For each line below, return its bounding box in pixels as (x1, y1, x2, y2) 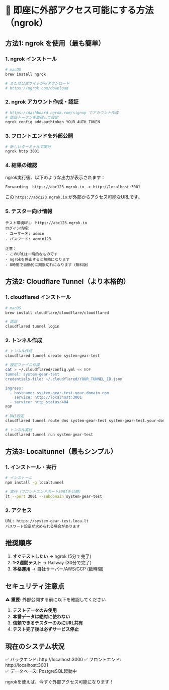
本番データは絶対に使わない (12, 613, 70, 619)
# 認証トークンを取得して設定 (5, 115, 59, 120)
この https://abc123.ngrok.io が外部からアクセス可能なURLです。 (5, 194, 142, 200)
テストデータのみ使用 (12, 607, 57, 613)
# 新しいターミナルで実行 (5, 144, 51, 149)
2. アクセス (5, 507, 32, 514)
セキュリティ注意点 (5, 582, 64, 591)
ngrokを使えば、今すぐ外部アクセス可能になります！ (5, 679, 114, 685)
